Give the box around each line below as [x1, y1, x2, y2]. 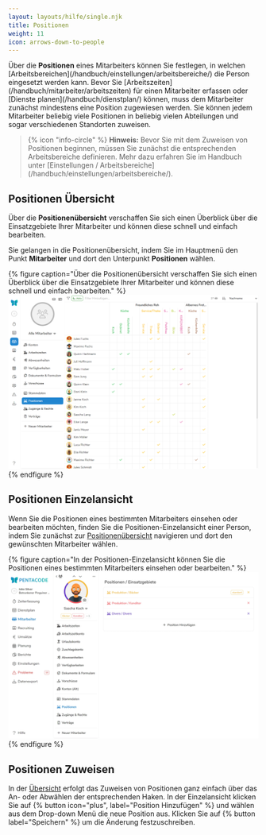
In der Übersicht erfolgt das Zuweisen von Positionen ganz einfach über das [8, 783, 258, 794]
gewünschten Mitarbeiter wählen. [8, 539, 118, 548]
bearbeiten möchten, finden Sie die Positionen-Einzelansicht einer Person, [8, 522, 252, 532]
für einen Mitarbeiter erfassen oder [133, 86, 249, 95]
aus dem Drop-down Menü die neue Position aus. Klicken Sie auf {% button [8, 809, 256, 818]
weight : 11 [8, 29, 44, 37]
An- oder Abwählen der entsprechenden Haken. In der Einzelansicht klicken [8, 792, 256, 802]
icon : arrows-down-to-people [8, 38, 105, 46]
